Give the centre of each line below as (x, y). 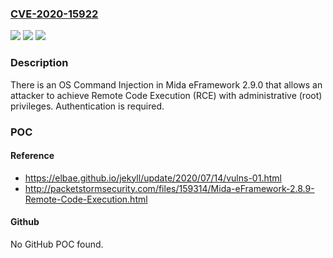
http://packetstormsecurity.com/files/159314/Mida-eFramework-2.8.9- (169, 188)
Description (39, 63)
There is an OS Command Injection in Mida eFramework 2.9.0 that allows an (166, 84)
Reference (32, 156)
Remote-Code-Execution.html (86, 199)
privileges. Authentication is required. (87, 106)
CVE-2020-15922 (54, 14)
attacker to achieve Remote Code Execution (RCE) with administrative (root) (166, 95)
